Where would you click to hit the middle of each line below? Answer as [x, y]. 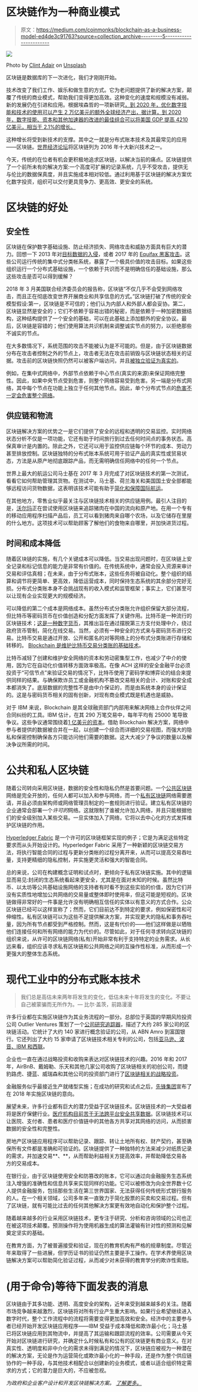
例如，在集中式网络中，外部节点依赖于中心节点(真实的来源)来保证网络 [91, 373]
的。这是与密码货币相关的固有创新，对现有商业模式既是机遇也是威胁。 [91, 695]
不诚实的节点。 [24, 333]
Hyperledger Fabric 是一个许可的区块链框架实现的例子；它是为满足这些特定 [98, 837]
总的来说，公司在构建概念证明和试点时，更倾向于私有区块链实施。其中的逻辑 [99, 872]
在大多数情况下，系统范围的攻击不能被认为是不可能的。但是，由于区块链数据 [99, 345]
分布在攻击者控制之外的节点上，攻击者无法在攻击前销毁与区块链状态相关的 [96, 353]
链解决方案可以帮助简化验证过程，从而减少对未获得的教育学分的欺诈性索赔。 [99, 1260]
